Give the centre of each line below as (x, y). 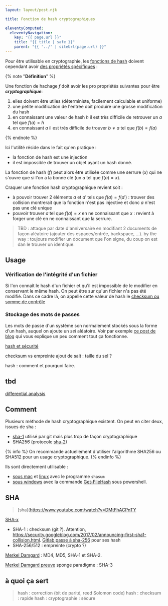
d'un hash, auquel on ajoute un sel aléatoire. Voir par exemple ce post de (80, 331)
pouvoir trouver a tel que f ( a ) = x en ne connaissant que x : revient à (83, 213)
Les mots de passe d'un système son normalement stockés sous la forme (81, 325)
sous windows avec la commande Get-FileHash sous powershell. (79, 482)
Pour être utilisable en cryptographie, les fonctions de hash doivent (74, 61)
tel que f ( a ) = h (28, 122)
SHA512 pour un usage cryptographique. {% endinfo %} (63, 457)
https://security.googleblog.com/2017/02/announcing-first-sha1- (79, 535)
